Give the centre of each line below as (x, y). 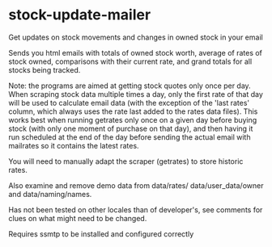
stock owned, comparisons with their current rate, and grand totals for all (130, 61)
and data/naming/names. (50, 194)
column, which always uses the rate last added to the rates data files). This (133, 111)
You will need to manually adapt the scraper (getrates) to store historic (126, 161)
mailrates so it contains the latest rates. (74, 145)
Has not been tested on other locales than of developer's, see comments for (136, 209)
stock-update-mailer (80, 15)
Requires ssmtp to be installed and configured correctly (101, 234)
